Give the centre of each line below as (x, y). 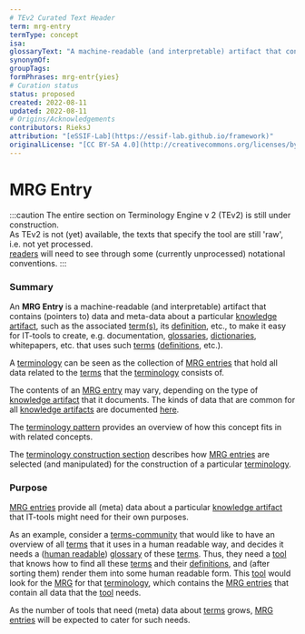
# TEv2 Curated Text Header (63, 18)
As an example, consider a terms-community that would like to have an (142, 535)
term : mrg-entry (40, 26)
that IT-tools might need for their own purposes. (99, 517)
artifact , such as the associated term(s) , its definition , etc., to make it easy (148, 326)
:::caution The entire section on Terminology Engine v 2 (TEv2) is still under (150, 215)
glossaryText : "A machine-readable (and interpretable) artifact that (146, 52)
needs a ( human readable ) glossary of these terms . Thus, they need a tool (148, 554)
